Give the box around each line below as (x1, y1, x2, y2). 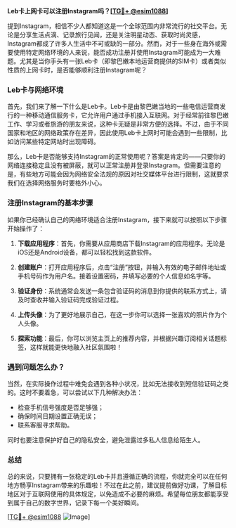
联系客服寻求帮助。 (17, 420, 74, 429)
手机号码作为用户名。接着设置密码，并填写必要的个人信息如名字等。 (17, 271, 215, 280)
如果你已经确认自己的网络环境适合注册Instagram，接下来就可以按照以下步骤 (7, 215, 227, 224)
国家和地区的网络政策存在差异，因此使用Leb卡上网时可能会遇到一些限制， (7, 129, 221, 137)
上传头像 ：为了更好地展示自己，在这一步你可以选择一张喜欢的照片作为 (17, 310, 221, 318)
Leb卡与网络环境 (7, 84, 64, 94)
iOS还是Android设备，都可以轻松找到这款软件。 (17, 247, 156, 256)
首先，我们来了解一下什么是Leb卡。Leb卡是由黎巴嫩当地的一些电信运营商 (7, 102, 220, 111)
